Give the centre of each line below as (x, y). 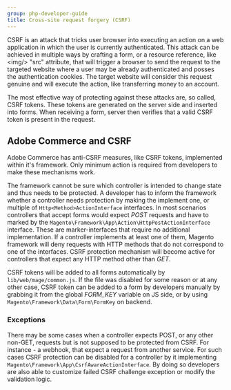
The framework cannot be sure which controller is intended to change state (114, 186)
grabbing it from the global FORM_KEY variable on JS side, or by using (108, 295)
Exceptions (27, 320)
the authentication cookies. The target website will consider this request (110, 76)
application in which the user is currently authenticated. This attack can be (113, 47)
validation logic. (30, 379)
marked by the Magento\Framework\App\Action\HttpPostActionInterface (109, 223)
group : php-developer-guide (48, 13)
